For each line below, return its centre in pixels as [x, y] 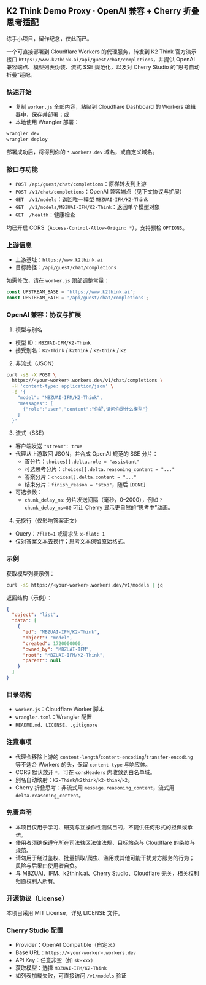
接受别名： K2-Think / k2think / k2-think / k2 [71, 350]
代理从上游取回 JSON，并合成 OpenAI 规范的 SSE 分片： [86, 454]
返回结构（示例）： [29, 598]
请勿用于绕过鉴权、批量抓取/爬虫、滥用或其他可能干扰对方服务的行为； [105, 858]
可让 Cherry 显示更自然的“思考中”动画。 [123, 508]
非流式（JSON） [36, 363]
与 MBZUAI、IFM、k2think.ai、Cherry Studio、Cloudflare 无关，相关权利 [107, 873]
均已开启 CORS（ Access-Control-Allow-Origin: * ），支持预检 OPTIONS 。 [97, 228]
